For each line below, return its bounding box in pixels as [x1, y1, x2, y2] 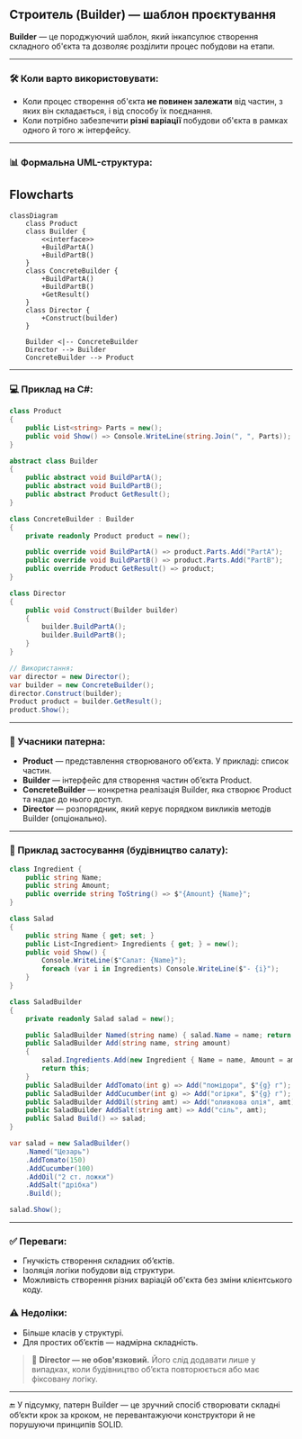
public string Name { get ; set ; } [25, 931, 155, 940]
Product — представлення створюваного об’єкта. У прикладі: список [22, 756, 289, 766]
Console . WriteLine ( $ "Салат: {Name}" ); [41, 956, 187, 965]
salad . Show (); [9, 1206, 63, 1215]
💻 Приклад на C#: [9, 383, 93, 395]
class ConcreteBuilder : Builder [9, 514, 135, 523]
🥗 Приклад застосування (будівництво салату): [9, 844, 229, 856]
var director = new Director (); [9, 672, 130, 681]
